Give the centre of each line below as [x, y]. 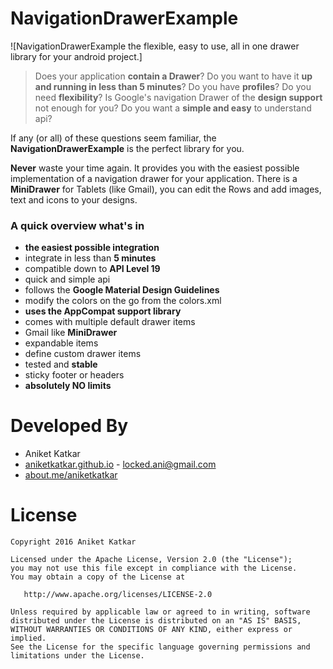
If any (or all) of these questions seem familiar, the [113, 138]
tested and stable [61, 364]
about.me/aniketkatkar [71, 475]
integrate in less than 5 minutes [90, 258]
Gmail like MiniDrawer [71, 333]
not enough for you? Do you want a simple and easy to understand [173, 108]
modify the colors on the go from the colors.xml [123, 301]
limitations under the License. [77, 656]
